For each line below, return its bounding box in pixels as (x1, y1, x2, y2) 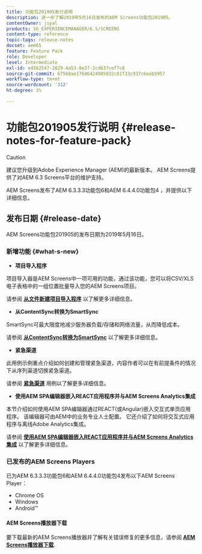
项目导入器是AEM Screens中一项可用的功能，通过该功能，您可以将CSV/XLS (6, 275, 194, 282)
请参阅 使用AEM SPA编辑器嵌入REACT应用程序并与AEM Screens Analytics (6, 433, 194, 441)
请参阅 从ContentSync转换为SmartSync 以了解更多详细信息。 (6, 333, 161, 341)
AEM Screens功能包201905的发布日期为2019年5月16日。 (6, 231, 147, 238)
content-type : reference (6, 31, 69, 37)
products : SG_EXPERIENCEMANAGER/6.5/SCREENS (6, 25, 120, 32)
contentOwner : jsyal (6, 20, 58, 26)
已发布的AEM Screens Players (6, 457, 95, 465)
